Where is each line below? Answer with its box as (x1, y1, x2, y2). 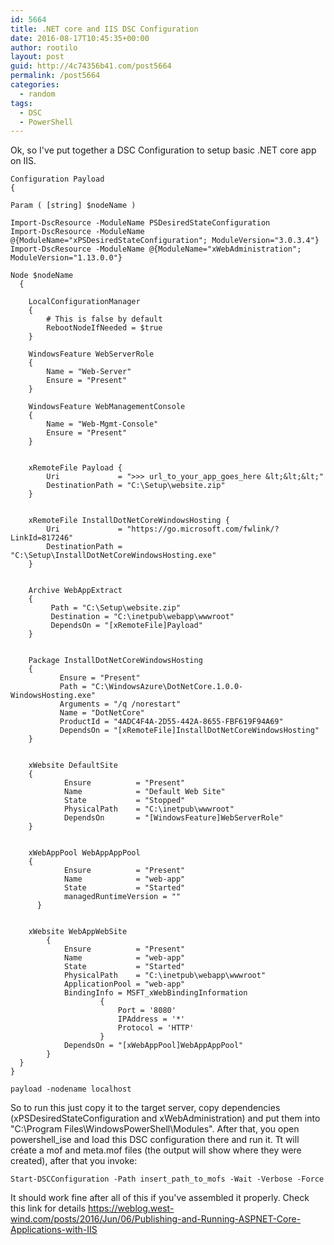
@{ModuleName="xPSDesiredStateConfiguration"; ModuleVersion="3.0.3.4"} (10, 236, 320, 246)
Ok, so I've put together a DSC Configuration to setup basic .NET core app (10, 144, 317, 156)
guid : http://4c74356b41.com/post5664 (10, 61, 172, 71)
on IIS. (10, 155, 37, 167)
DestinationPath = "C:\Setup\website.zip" (46, 481, 226, 491)
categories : (10, 80, 60, 90)
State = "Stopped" (63, 796, 186, 806)
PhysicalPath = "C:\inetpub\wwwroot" (63, 804, 235, 815)
